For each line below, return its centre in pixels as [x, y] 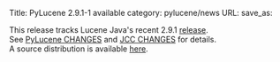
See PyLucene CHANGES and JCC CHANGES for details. [113, 39]
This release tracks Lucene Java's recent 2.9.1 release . [109, 30]
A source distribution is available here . [79, 49]
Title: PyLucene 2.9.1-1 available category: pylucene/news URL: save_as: [141, 13]
